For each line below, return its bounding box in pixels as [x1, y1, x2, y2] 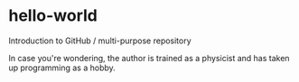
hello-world [8, 5, 98, 26]
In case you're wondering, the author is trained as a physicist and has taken [8, 52, 290, 63]
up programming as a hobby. [8, 62, 117, 73]
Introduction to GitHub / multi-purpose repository [8, 35, 192, 46]
